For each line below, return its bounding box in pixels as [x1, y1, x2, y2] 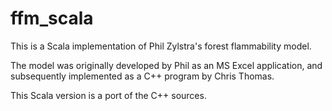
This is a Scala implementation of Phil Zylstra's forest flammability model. [10, 40, 312, 52]
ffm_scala [10, 7, 94, 30]
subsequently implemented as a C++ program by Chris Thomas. [10, 70, 275, 82]
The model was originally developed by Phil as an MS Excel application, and [10, 59, 323, 71]
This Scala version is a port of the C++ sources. [10, 89, 207, 101]
